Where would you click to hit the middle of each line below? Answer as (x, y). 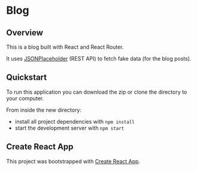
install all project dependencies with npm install (75, 121)
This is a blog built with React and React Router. (65, 47)
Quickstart (27, 78)
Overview (25, 33)
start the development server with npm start (69, 128)
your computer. (25, 98)
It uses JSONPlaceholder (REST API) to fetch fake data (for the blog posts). (99, 58)
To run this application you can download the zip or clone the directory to (97, 92)
